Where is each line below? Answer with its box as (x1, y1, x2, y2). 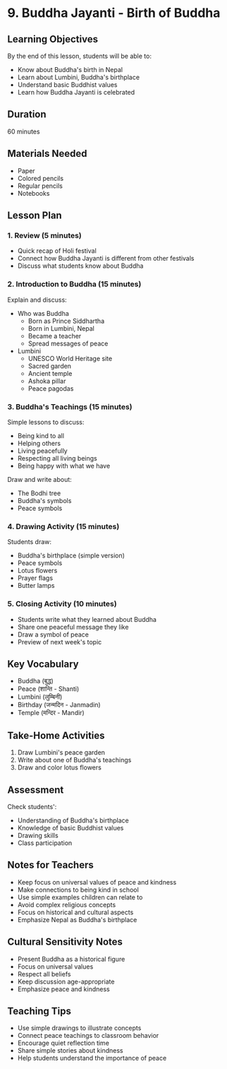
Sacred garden (27, 362, 72, 370)
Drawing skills (17, 831, 59, 839)
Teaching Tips (7, 1005, 72, 1017)
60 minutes (7, 127, 40, 136)
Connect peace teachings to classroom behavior (17, 1032, 159, 1040)
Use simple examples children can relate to (17, 892, 143, 902)
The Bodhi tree (17, 489, 61, 497)
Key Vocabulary (7, 658, 79, 670)
